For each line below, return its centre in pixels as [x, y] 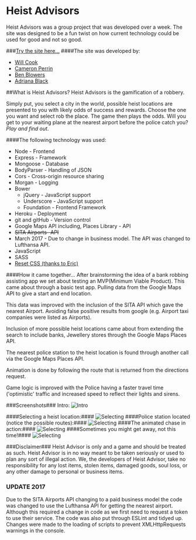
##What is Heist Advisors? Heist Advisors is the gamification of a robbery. [95, 92]
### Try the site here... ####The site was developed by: [73, 50]
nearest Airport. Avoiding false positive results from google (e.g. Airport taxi [97, 311]
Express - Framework [40, 157]
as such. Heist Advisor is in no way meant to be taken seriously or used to [95, 453]
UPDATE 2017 [26, 487]
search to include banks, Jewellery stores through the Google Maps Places [97, 335]
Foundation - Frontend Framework [65, 207]
